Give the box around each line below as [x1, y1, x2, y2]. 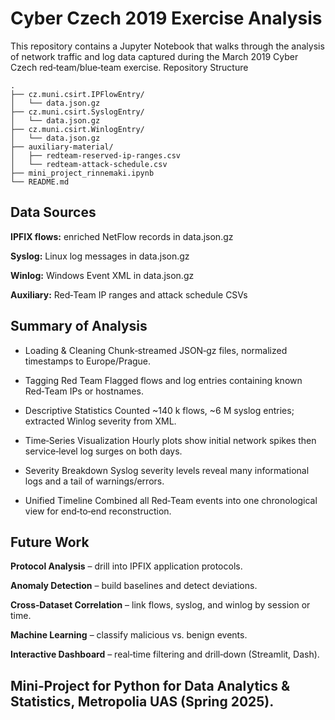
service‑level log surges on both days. [24, 445, 183, 457]
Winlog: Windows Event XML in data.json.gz [10, 269, 195, 281]
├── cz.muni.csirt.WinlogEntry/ [10, 124, 145, 134]
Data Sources [10, 204, 97, 221]
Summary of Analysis [10, 318, 148, 335]
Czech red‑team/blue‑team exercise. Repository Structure [10, 61, 249, 73]
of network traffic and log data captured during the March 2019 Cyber [10, 50, 299, 62]
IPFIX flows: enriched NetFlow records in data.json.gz [10, 230, 234, 242]
